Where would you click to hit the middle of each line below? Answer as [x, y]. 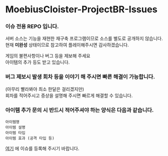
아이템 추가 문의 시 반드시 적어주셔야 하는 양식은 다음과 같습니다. [80, 110]
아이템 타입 [15, 133]
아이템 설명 [15, 128]
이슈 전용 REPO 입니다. [32, 27]
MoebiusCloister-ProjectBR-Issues [81, 9]
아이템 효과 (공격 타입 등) [30, 139]
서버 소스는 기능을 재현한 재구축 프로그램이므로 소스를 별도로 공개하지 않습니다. [84, 38]
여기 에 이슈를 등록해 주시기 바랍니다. [42, 149]
